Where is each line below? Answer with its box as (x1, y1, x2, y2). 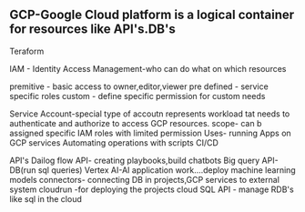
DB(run (9, 164, 36, 176)
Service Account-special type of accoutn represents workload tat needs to (9, 108, 290, 119)
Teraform (9, 45, 45, 56)
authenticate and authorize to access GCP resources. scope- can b (9, 117, 262, 128)
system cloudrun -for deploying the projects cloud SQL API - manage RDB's (9, 184, 294, 195)
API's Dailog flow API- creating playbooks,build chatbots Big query (9, 155, 260, 166)
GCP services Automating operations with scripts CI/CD (9, 136, 219, 148)
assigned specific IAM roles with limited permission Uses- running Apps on (9, 127, 291, 138)
